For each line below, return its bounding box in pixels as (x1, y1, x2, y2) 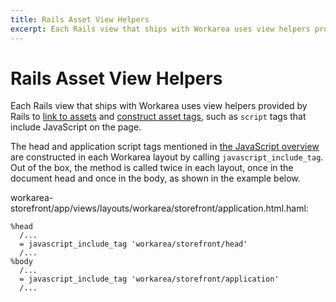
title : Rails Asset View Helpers (10, 14, 150, 25)
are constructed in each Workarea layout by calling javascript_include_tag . (10, 151, 324, 163)
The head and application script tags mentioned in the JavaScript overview (10, 141, 320, 153)
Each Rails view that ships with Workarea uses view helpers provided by (10, 100, 308, 112)
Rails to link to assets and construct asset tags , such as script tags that (10, 111, 307, 123)
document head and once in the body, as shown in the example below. (10, 172, 301, 185)
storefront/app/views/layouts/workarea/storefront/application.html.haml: (10, 202, 309, 215)
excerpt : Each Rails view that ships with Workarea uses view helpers (10, 24, 311, 34)
